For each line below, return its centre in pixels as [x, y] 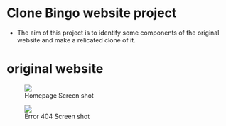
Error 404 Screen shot [57, 116]
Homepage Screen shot [59, 95]
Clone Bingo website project [92, 13]
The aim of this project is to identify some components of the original [118, 33]
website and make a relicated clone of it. [76, 40]
